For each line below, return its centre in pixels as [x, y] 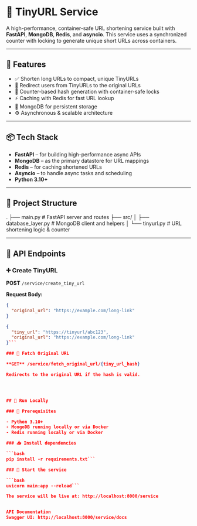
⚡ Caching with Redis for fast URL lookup [64, 98]
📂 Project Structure [42, 203]
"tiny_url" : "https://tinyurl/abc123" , [60, 332]
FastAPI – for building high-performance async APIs [78, 154]
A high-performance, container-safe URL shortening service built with [91, 28]
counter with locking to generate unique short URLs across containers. [91, 40]
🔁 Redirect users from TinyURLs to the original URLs [77, 85]
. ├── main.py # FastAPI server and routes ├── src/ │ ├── [78, 217]
